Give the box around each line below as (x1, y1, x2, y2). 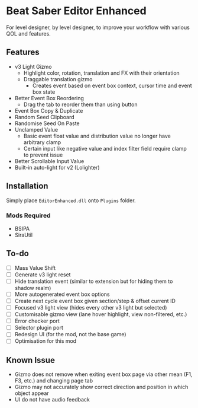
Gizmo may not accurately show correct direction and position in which (14, 384, 189, 391)
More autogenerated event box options (14, 291, 111, 298)
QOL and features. (6, 30, 51, 37)
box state (32, 88, 56, 95)
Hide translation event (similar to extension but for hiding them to (14, 278, 173, 285)
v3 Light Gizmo (14, 63, 52, 70)
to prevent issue (23, 151, 63, 158)
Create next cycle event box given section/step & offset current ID (14, 297, 176, 304)
